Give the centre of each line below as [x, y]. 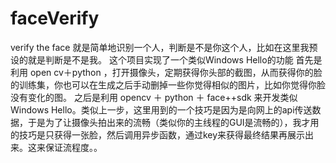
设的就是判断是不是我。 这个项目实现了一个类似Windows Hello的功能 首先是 [166, 59]
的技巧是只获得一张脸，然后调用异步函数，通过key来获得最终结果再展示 [158, 134]
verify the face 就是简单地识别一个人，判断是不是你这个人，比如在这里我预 [164, 47]
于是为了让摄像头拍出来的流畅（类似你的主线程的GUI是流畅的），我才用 [173, 122]
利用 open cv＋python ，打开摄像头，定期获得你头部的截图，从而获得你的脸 [166, 72]
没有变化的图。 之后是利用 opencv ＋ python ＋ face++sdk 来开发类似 [154, 97]
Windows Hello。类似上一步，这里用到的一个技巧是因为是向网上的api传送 [161, 109]
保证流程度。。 [73, 147]
